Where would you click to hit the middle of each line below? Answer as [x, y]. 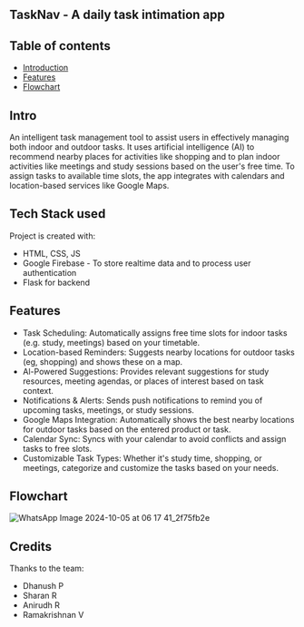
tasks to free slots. [57, 448]
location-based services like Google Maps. [89, 186]
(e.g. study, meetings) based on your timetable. [111, 342]
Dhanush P [43, 586]
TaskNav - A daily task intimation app [117, 15]
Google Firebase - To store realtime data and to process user [137, 263]
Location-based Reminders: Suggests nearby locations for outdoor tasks [158, 352]
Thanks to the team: [47, 568]
